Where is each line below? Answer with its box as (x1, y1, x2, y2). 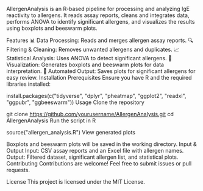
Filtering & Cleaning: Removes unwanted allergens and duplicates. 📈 (6, 46, 180, 53)
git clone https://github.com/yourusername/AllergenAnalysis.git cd (6, 111, 174, 117)
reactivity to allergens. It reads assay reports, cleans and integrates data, (6, 12, 190, 19)
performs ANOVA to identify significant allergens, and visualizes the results (6, 18, 195, 25)
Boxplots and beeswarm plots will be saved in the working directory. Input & (6, 141, 197, 148)
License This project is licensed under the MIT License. (6, 178, 145, 185)
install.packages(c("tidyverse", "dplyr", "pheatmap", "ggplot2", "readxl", (6, 92, 187, 99)
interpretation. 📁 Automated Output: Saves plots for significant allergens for (6, 68, 196, 75)
